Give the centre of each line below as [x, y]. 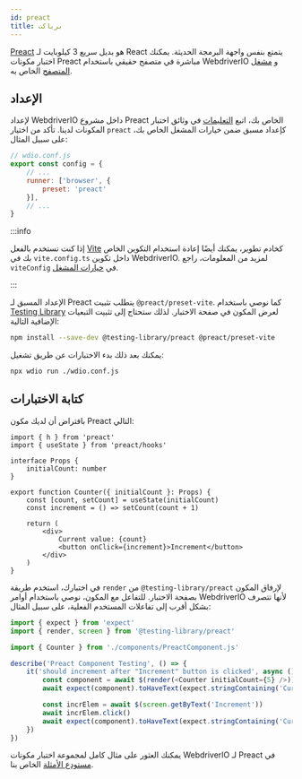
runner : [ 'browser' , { [69, 180]
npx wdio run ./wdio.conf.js [65, 372]
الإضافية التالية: [35, 321]
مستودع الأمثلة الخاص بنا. [52, 765]
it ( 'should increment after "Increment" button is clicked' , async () [161, 672]
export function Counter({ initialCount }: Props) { [111, 492]
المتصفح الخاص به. [41, 70]
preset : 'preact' [74, 189]
